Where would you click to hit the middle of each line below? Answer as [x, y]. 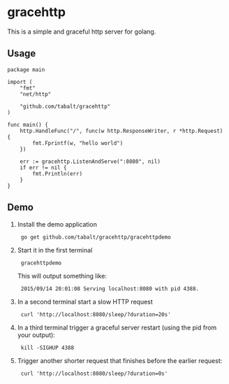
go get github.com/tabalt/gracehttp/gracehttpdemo [96, 237]
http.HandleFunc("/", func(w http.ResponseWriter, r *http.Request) [121, 131]
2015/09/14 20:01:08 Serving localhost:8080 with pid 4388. [110, 289]
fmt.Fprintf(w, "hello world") [78, 143]
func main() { [28, 125]
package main [26, 70]
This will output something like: [62, 276]
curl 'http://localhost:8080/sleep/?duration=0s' [94, 374]
